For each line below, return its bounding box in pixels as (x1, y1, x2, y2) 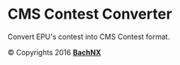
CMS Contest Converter (7, 5, 173, 24)
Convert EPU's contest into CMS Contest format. (7, 32, 170, 41)
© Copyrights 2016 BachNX (7, 47, 101, 57)
